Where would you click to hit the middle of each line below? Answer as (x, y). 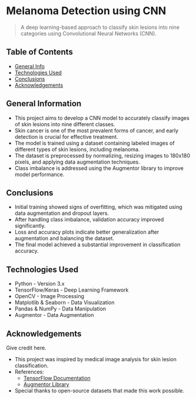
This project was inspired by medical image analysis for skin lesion (95, 359)
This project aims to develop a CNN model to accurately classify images (102, 118)
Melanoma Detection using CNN (86, 11)
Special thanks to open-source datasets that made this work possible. (99, 390)
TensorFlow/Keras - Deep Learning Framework (72, 290)
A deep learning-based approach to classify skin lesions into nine (100, 27)
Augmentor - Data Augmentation (54, 315)
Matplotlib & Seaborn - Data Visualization (64, 303)
